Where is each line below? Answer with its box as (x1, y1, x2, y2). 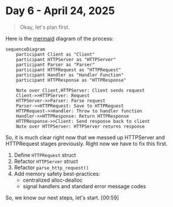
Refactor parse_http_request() (13, 163, 89, 171)
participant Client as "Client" (16, 51, 95, 57)
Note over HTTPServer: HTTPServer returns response (16, 123, 145, 129)
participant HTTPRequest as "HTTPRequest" (16, 66, 121, 73)
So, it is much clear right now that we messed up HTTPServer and (5, 133, 165, 141)
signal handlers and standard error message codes (22, 182, 146, 189)
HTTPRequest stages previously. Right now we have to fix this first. (5, 140, 168, 147)
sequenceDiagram (5, 46, 45, 52)
